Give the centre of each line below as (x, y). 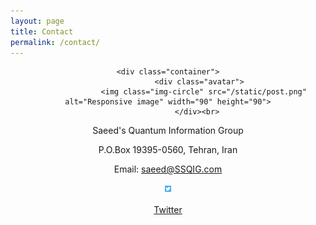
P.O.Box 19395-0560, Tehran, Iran (168, 150)
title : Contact (42, 31)
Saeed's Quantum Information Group (168, 131)
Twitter (168, 210)
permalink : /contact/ (55, 42)
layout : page (37, 21)
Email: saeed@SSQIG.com (168, 169)
